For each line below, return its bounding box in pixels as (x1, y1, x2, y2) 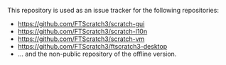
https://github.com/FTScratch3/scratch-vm (17, 35, 145, 43)
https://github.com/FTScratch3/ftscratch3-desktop (17, 42, 168, 50)
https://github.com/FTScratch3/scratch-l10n (17, 28, 148, 35)
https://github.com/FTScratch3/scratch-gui (17, 20, 145, 28)
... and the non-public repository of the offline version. (17, 49, 177, 58)
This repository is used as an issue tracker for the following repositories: (7, 6, 219, 14)
